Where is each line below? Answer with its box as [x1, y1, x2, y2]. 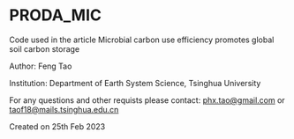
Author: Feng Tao [9, 61, 72, 71]
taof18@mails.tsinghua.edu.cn [9, 104, 119, 114]
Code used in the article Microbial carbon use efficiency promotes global [9, 34, 275, 45]
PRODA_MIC [9, 5, 102, 26]
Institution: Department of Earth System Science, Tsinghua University [9, 77, 261, 88]
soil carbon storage [9, 43, 80, 54]
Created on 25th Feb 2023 [9, 121, 106, 132]
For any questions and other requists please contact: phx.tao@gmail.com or [9, 94, 285, 106]
